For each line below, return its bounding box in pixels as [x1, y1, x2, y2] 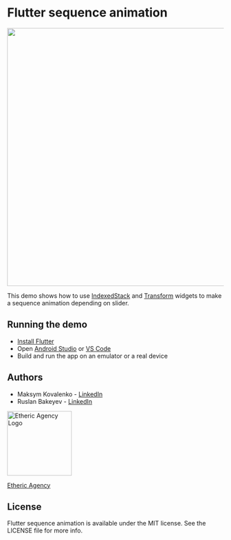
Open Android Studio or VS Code [16, 344, 111, 352]
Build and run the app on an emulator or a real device [16, 352, 168, 360]
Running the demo [7, 318, 88, 331]
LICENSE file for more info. [7, 526, 83, 534]
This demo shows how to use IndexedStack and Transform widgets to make [7, 291, 222, 300]
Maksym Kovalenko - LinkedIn [16, 390, 103, 398]
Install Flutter [16, 337, 54, 345]
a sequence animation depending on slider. [7, 299, 129, 307]
